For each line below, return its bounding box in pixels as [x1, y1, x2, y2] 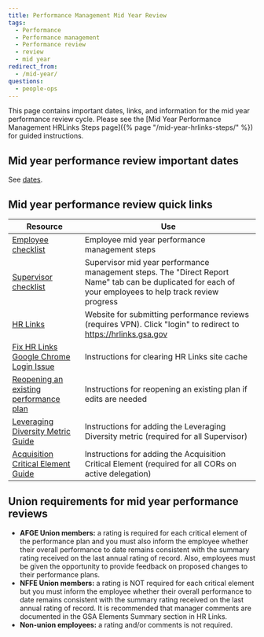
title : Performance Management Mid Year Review [8, 11, 167, 20]
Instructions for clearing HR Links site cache [84, 352, 248, 362]
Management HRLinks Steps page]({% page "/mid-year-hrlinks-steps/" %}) [8, 123, 254, 132]
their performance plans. [19, 569, 101, 579]
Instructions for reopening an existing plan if [84, 384, 247, 394]
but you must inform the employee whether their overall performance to [19, 587, 252, 596]
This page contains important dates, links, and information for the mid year [8, 106, 250, 116]
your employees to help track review [84, 286, 219, 297]
